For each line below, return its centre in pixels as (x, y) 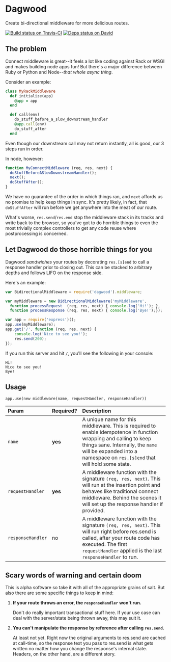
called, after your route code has (121, 538)
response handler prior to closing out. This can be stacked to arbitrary (79, 267)
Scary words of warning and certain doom (73, 575)
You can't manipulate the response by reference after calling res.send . (88, 628)
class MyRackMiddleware (31, 91)
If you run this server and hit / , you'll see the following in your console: (79, 353)
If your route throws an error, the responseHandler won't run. (77, 603)
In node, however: (24, 158)
